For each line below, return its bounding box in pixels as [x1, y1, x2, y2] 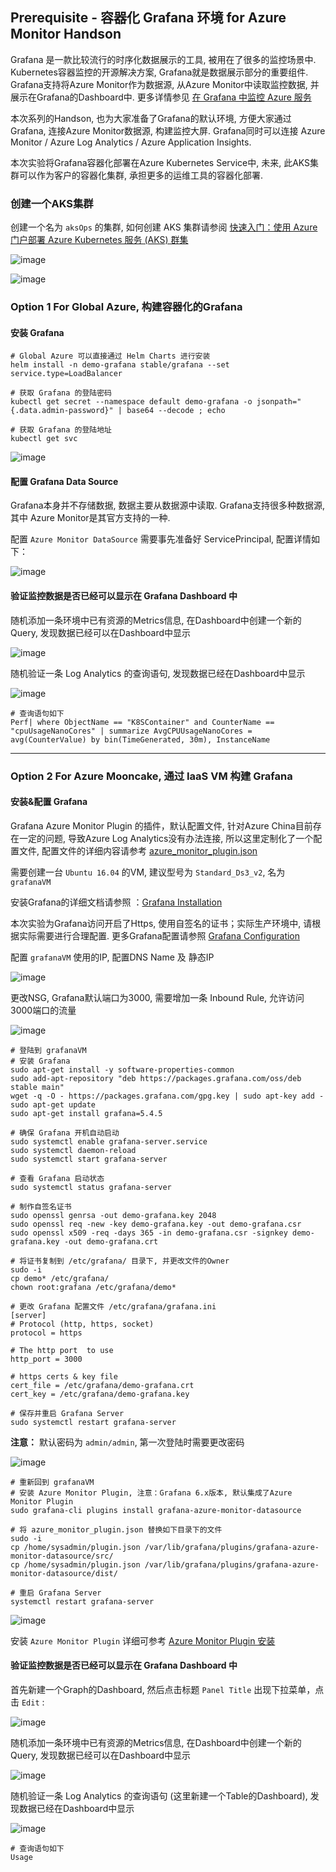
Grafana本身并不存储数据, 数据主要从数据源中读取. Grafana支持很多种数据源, [10, 499, 326, 512]
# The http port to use [10, 1345, 114, 1355]
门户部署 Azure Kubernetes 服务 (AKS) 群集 [10, 234, 189, 246]
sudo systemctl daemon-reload [10, 1145, 137, 1155]
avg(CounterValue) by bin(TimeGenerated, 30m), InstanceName [10, 734, 271, 745]
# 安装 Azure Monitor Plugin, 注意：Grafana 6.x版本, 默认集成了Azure [10, 1488, 293, 1498]
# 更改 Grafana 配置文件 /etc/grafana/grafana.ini [10, 1301, 217, 1312]
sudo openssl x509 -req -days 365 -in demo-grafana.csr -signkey [10, 1228, 288, 1238]
